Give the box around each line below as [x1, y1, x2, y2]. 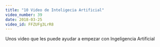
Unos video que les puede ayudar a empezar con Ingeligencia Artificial [5, 36, 155, 42]
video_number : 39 [5, 12, 43, 17]
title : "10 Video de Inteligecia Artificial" [5, 7, 104, 13]
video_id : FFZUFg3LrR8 [5, 21, 54, 27]
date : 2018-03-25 [5, 17, 43, 22]
